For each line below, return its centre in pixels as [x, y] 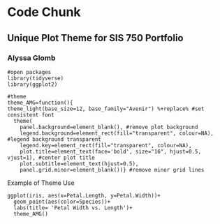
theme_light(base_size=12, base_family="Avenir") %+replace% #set [106, 109]
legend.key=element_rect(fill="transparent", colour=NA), [106, 145]
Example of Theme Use [41, 183]
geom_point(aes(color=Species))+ [62, 202]
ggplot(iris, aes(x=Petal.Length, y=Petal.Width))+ [84, 195]
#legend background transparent [54, 139]
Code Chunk [44, 12]
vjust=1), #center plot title [51, 158]
